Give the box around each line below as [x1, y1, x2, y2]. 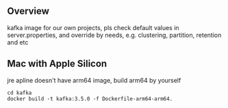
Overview [7, 5, 50, 17]
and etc [7, 38, 29, 46]
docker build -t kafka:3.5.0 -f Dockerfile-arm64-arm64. [7, 95, 173, 102]
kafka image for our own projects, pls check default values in [7, 23, 179, 31]
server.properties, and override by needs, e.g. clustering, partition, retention [7, 31, 222, 39]
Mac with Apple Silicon [7, 58, 107, 70]
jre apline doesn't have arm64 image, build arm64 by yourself [7, 76, 181, 84]
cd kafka [7, 89, 32, 96]
